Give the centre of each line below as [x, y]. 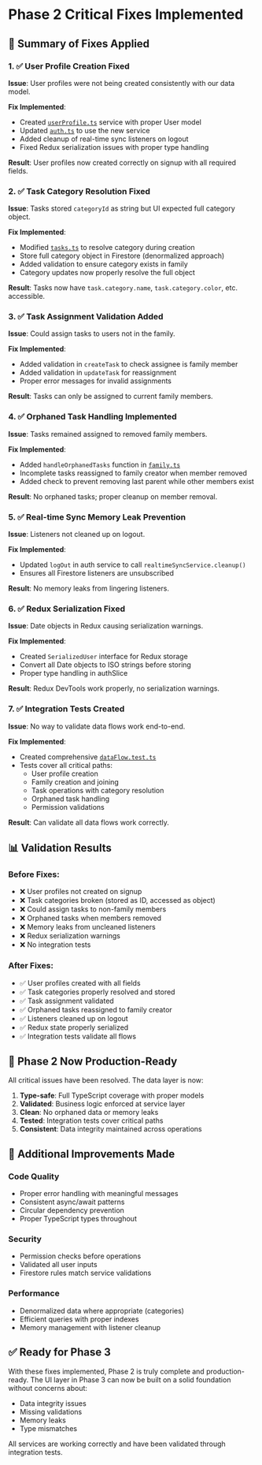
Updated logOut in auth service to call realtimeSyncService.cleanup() [133, 565]
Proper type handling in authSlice [74, 673]
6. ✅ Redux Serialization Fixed [67, 609]
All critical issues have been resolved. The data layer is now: [106, 1080]
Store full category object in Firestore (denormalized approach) [122, 256]
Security [25, 1239]
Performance [34, 1293]
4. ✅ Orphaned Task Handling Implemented [92, 417]
